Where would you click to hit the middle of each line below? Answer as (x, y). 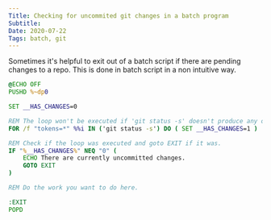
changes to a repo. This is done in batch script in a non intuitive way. (122, 70)
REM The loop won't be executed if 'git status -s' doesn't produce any (133, 121)
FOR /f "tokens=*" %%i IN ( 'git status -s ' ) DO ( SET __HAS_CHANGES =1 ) (133, 129)
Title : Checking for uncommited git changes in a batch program (119, 16)
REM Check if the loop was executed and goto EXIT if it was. (115, 143)
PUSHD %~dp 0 (28, 92)
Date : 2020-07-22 (38, 31)
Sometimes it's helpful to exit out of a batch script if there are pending (125, 61)
